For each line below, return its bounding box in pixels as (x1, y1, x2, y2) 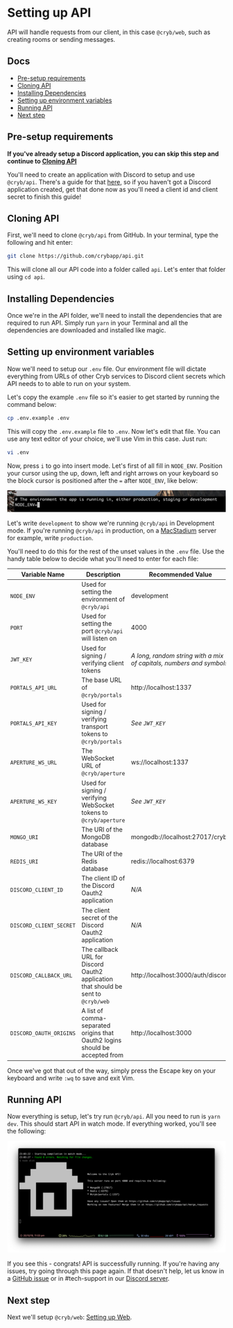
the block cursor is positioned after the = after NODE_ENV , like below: (7, 476, 198, 485)
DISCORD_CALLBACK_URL (10, 972, 73, 980)
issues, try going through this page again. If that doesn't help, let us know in (7, 1267, 224, 1275)
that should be (81, 982, 123, 990)
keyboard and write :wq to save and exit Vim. (7, 1074, 135, 1082)
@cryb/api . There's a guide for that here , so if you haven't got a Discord (7, 177, 212, 186)
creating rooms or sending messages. (7, 35, 116, 43)
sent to (81, 989, 102, 998)
